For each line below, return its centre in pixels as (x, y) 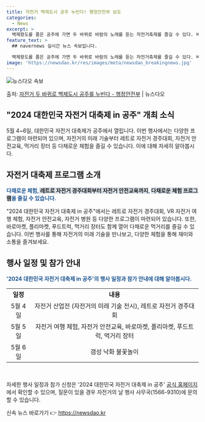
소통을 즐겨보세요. (28, 242)
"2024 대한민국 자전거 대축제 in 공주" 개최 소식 (91, 115)
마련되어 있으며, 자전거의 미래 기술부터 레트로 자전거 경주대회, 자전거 (109, 139)
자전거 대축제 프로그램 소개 (53, 175)
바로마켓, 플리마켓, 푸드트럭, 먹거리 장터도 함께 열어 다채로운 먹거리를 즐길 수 (97, 227)
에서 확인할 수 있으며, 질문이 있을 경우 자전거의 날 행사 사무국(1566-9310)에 (96, 392)
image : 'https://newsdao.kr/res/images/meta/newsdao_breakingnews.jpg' (99, 63)
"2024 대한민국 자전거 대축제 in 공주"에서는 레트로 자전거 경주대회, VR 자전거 (99, 211)
